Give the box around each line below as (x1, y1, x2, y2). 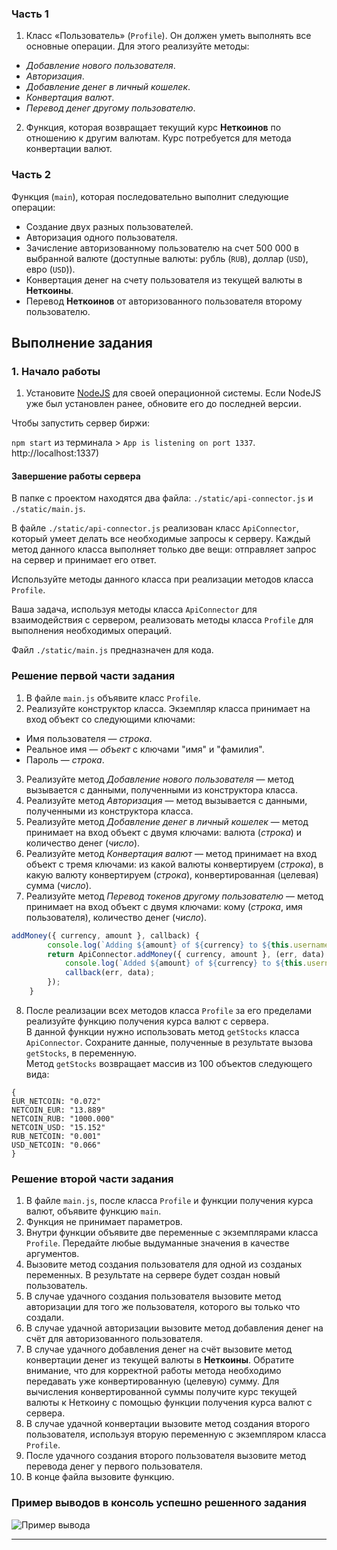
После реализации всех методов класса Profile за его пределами (25, 1004, 313, 1016)
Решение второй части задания (11, 1172, 174, 1186)
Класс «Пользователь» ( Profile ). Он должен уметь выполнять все (25, 30, 312, 42)
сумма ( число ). (25, 879, 92, 891)
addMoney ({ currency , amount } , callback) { (11, 930, 200, 941)
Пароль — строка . (25, 753, 105, 766)
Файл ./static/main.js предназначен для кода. (11, 644, 214, 656)
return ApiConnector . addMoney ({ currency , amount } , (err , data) (47, 949, 326, 959)
